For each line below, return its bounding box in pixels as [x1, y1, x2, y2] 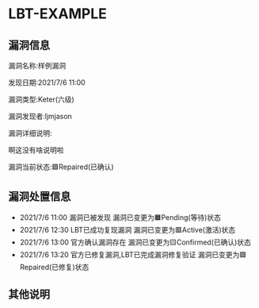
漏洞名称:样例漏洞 [8, 61, 67, 70]
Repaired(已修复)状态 [19, 262, 90, 271]
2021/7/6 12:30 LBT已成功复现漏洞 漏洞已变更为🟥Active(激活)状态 [19, 225, 236, 234]
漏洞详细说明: [8, 129, 53, 137]
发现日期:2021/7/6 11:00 [8, 78, 86, 87]
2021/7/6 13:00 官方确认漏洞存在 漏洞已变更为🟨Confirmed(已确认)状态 [19, 237, 252, 247]
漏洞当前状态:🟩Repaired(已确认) [8, 162, 114, 171]
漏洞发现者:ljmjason [8, 112, 73, 121]
